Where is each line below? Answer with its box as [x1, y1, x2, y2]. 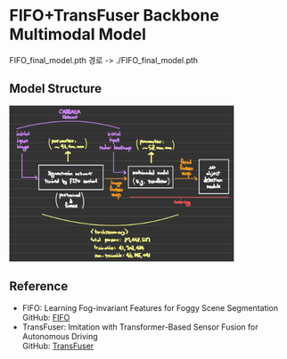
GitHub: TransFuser [21, 340, 94, 351]
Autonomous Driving [21, 330, 98, 341]
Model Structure [9, 81, 102, 96]
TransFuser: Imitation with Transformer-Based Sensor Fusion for [21, 322, 258, 332]
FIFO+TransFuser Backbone [9, 5, 220, 26]
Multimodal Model [9, 24, 147, 45]
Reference [9, 279, 69, 294]
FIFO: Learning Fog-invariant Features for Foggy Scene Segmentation [21, 302, 279, 313]
